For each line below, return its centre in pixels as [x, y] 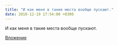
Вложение [16, 38]
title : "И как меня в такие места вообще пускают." [59, 10]
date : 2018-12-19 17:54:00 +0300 [39, 14]
